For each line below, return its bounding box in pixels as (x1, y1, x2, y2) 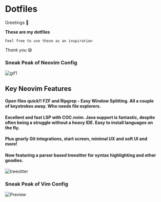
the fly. (5, 124, 20, 130)
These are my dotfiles (5, 29, 50, 35)
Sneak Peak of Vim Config (5, 181, 68, 187)
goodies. (5, 158, 23, 163)
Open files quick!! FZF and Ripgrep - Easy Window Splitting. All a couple (5, 98, 154, 104)
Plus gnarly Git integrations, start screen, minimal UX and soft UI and (5, 136, 147, 142)
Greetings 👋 (5, 20, 29, 25)
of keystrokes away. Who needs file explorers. (5, 103, 101, 109)
